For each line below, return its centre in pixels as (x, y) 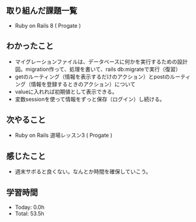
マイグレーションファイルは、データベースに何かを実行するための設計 (101, 61)
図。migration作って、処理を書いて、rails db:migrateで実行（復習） (98, 69)
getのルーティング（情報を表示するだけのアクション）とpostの (92, 76)
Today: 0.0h (30, 207)
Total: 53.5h (30, 214)
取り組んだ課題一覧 (42, 11)
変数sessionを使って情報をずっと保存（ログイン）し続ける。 (90, 99)
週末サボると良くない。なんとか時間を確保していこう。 (83, 172)
